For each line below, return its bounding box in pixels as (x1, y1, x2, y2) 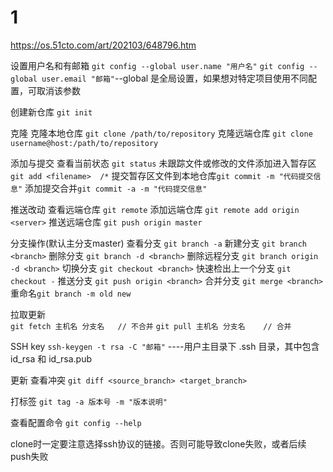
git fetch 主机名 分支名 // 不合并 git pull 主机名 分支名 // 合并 (10, 321, 292, 331)
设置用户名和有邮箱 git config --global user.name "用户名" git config (10, 59, 305, 71)
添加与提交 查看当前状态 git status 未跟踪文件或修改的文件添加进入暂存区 (10, 157, 317, 169)
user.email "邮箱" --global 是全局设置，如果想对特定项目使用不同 (41, 72, 309, 84)
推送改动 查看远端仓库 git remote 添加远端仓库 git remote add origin (10, 203, 300, 215)
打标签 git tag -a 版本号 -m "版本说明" (10, 395, 168, 407)
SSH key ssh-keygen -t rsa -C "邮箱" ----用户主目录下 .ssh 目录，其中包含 (10, 340, 320, 352)
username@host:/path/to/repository (10, 138, 159, 148)
